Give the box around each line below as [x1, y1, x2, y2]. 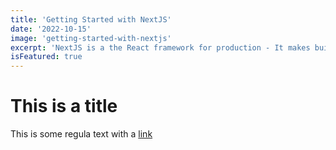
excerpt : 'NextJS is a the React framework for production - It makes [10, 42, 311, 53]
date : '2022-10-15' [10, 24, 92, 34]
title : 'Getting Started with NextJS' [10, 14, 172, 25]
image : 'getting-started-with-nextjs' [10, 33, 172, 43]
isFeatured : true [10, 52, 83, 62]
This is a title [10, 95, 118, 118]
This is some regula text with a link [10, 128, 153, 140]
